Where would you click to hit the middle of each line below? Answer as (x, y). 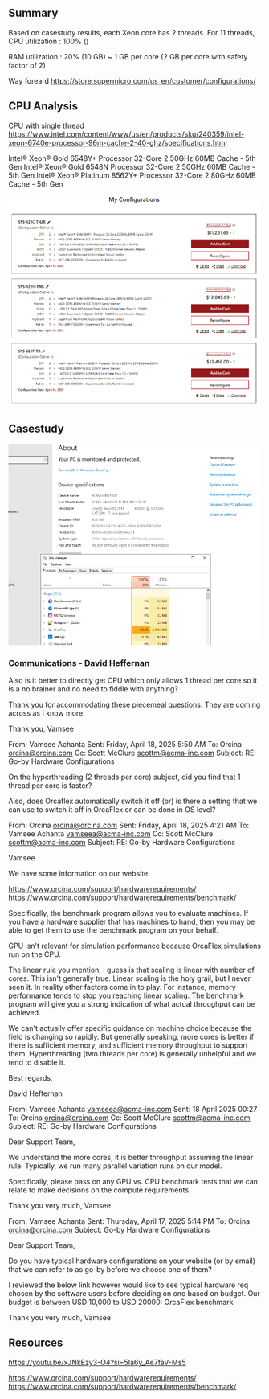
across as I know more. (47, 713)
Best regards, (31, 1078)
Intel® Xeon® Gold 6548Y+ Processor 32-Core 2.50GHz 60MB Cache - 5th (132, 158)
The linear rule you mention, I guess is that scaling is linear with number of (131, 970)
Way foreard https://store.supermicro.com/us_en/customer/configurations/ (132, 80)
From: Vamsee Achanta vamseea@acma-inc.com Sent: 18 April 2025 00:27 (133, 1110)
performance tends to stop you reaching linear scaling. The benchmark (126, 995)
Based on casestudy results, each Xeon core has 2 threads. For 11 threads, (132, 32)
